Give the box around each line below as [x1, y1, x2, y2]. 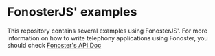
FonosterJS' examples [7, 4, 137, 20]
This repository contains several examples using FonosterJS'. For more [7, 27, 208, 35]
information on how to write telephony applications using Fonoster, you [7, 33, 208, 42]
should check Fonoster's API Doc [7, 41, 102, 49]
